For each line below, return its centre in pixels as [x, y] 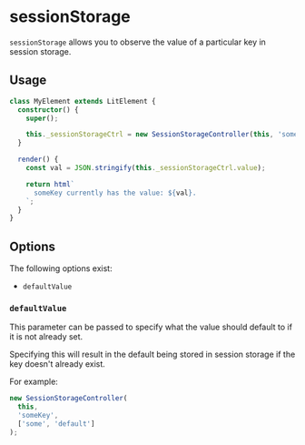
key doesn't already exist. [58, 364]
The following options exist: [61, 268]
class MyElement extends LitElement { [83, 101]
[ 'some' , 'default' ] [56, 424]
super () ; [42, 118]
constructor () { [48, 110]
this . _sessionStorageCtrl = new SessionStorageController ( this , [150, 135]
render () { [38, 160]
